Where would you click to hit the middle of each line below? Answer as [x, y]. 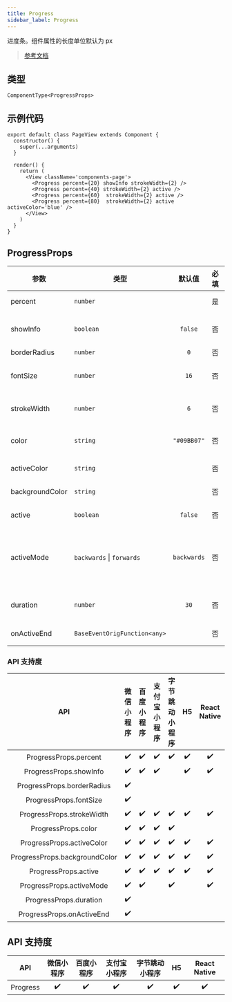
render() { [29, 165]
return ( [32, 171]
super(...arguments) [49, 147]
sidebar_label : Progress [43, 20]
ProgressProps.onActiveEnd [64, 914]
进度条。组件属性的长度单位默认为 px [60, 40]
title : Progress [30, 13]
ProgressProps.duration [64, 900]
